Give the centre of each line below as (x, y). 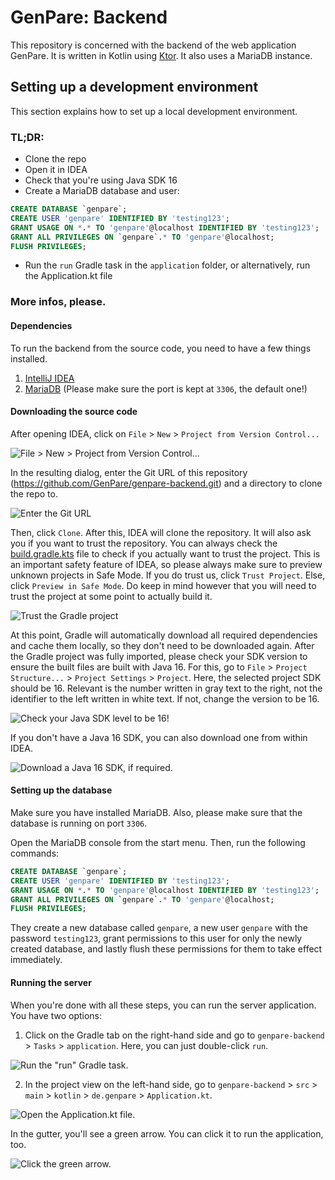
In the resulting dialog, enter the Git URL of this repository (129, 472)
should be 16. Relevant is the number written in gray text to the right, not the (166, 688)
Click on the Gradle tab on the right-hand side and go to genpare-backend (174, 1035)
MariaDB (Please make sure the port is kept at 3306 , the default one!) (166, 388)
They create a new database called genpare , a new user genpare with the (159, 928)
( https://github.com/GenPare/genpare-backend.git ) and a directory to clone (166, 483)
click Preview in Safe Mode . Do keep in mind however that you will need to (163, 585)
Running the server (51, 982)
